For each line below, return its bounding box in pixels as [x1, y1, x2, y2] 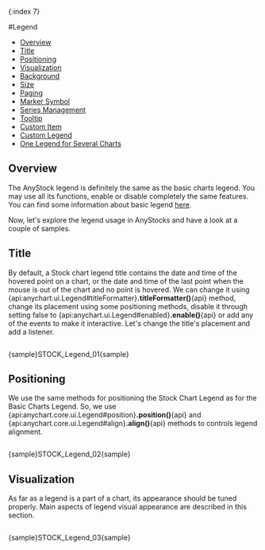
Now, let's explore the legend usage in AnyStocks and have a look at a [8, 215, 238, 225]
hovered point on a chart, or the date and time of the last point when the [8, 276, 244, 285]
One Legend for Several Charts [19, 139, 121, 148]
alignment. [8, 427, 43, 436]
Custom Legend [19, 130, 73, 140]
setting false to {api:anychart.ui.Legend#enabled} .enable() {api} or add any [8, 310, 254, 320]
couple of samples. [8, 223, 71, 233]
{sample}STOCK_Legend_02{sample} [8, 449, 131, 459]
